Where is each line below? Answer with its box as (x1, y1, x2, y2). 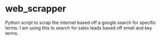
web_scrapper (5, 3, 66, 14)
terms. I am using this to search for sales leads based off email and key (5, 24, 152, 30)
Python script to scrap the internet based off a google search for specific (5, 19, 156, 25)
